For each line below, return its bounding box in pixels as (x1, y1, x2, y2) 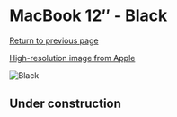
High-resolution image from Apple (9, 52, 136, 63)
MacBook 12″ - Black (9, 5, 168, 26)
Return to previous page (9, 35, 99, 46)
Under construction (9, 96, 121, 112)
